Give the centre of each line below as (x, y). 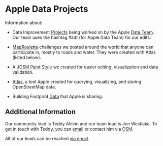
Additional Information (40, 112)
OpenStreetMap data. (34, 87)
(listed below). (27, 57)
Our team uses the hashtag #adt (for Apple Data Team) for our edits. (81, 37)
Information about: (24, 23)
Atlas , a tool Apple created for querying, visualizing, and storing (77, 82)
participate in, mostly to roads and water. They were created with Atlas (84, 52)
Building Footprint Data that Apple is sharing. (58, 96)
